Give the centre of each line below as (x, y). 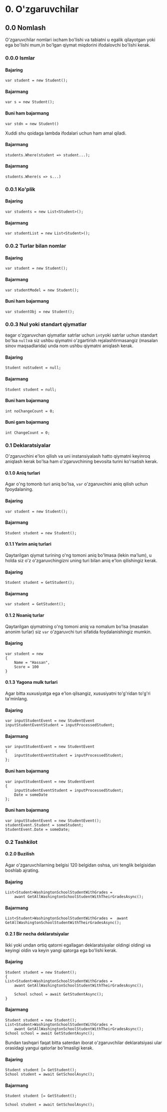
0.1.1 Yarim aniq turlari (28, 544)
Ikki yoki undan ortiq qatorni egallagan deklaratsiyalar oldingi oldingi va (78, 945)
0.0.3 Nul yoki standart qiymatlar (46, 324)
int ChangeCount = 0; (28, 433)
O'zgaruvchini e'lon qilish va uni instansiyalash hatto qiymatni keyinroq (78, 456)
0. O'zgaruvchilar (42, 9)
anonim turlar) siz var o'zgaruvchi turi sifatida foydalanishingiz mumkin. (79, 632)
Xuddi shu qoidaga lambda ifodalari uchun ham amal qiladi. (66, 133)
